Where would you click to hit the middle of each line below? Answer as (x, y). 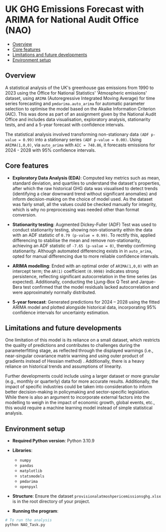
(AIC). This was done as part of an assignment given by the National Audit (81, 114)
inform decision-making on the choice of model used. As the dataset (82, 199)
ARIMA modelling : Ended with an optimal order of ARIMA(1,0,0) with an (85, 266)
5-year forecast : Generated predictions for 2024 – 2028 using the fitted (86, 302)
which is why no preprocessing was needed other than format (76, 210)
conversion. (24, 214)
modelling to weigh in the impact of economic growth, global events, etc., (80, 403)
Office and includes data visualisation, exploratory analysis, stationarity (78, 119)
